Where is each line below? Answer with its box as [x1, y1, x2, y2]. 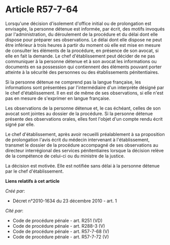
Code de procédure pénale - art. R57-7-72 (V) [12, 233, 109, 240]
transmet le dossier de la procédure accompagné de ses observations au [5, 142, 158, 148]
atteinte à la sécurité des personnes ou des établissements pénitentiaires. [5, 69, 159, 75]
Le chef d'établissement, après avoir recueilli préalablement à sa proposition [5, 131, 165, 137]
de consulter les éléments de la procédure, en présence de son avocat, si [5, 47, 159, 53]
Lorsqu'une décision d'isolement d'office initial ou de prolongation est [5, 20, 151, 26]
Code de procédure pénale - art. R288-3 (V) [12, 223, 106, 229]
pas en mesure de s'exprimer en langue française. [5, 95, 111, 101]
